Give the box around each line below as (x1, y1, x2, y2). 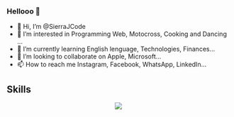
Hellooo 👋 (6, 6, 40, 16)
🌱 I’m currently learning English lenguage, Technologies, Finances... (16, 45, 216, 54)
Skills (6, 83, 31, 95)
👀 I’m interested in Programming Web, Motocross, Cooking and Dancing (16, 30, 228, 38)
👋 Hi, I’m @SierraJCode (16, 23, 87, 31)
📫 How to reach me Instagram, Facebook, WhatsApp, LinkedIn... (16, 60, 207, 69)
